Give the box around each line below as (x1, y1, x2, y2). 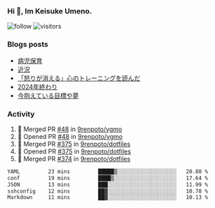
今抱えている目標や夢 (17, 91, 79, 100)
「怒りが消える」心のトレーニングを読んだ (17, 73, 141, 82)
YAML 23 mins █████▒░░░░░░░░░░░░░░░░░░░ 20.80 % (7, 168, 209, 175)
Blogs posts (7, 40, 49, 50)
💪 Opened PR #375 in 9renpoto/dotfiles (17, 147, 132, 156)
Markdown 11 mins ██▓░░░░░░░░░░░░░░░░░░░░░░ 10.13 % (7, 194, 209, 201)
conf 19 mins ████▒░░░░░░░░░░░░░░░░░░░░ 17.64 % (7, 174, 209, 181)
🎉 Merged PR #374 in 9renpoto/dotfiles (17, 154, 131, 163)
